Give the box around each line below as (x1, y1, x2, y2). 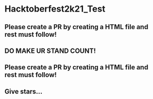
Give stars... (4, 87, 43, 96)
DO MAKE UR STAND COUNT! (4, 47, 96, 55)
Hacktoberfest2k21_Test (4, 3, 105, 15)
